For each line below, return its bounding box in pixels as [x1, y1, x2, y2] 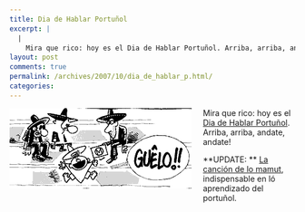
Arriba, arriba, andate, [202, 127, 286, 138]
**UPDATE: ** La [202, 154, 269, 165]
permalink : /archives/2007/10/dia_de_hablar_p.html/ [9, 72, 213, 82]
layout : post [9, 53, 59, 63]
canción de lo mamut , [202, 163, 284, 174]
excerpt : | [9, 24, 51, 34]
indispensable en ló [202, 173, 276, 184]
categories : [9, 82, 54, 91]
